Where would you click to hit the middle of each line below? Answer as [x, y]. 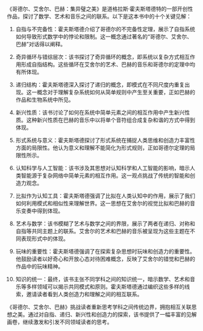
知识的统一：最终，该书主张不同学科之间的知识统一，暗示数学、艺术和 [103, 279]
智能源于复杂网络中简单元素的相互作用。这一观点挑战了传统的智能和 [105, 175]
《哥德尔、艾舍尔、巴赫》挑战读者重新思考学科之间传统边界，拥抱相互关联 [99, 307]
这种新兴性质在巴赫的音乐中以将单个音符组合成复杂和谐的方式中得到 [111, 120]
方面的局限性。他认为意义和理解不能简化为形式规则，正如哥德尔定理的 [103, 148]
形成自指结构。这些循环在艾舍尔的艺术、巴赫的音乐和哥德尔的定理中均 [108, 64]
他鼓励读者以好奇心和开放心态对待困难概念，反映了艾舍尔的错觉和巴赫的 [105, 259]
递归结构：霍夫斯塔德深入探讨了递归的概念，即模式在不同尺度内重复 [100, 85]
